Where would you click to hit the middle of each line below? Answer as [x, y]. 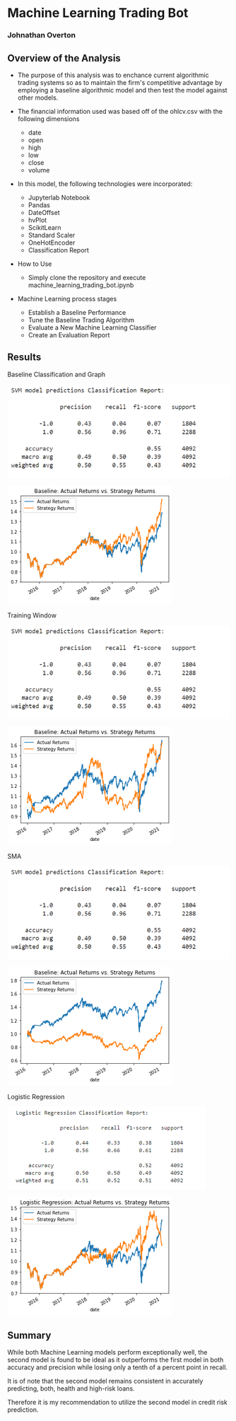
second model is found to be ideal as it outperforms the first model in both [116, 1360]
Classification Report [59, 250]
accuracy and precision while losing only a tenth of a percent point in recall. [118, 1367]
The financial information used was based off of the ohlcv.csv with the [120, 111]
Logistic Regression [36, 1097]
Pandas [39, 205]
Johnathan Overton [42, 35]
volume [39, 170]
